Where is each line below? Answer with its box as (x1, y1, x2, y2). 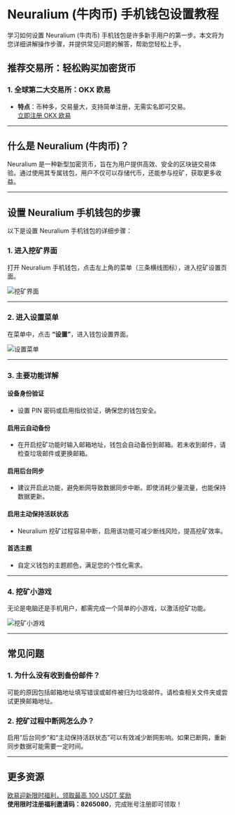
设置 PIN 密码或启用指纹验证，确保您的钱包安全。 (17, 406, 160, 415)
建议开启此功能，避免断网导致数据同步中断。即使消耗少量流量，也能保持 (17, 483, 226, 492)
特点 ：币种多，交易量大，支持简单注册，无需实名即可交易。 (17, 102, 190, 111)
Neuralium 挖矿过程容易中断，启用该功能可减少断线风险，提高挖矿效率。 (17, 527, 227, 535)
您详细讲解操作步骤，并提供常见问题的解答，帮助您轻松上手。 (7, 39, 185, 48)
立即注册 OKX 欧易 (17, 111, 71, 119)
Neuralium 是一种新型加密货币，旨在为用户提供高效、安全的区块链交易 (7, 160, 211, 168)
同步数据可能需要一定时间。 (7, 742, 87, 750)
